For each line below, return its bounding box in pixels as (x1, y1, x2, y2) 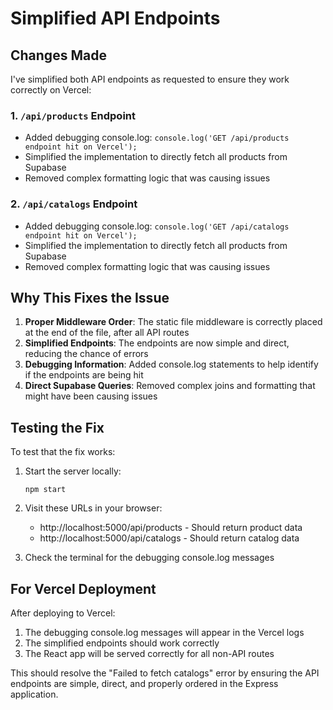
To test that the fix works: (10, 446, 116, 458)
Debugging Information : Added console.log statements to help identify (24, 358, 319, 371)
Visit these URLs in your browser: (24, 502, 163, 514)
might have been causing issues (24, 390, 158, 402)
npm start (24, 485, 67, 495)
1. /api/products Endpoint (10, 108, 136, 122)
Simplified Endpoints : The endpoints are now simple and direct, (24, 337, 290, 349)
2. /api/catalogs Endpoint (10, 197, 138, 211)
